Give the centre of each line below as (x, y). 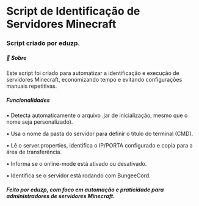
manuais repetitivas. (32, 86)
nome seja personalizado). (40, 122)
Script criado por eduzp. (43, 43)
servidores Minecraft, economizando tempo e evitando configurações (94, 80)
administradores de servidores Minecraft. (61, 196)
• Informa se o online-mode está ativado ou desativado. (77, 164)
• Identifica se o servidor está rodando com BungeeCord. (78, 176)
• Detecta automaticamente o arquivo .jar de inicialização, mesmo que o (97, 115)
